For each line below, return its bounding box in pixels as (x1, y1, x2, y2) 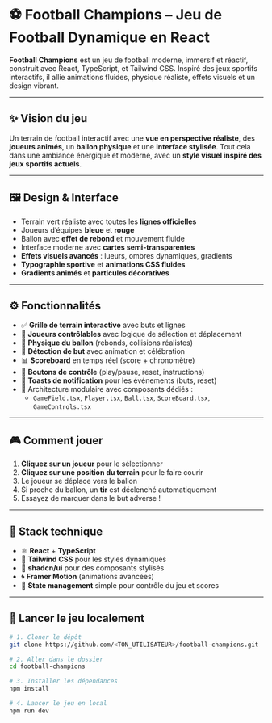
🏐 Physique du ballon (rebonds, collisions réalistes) (20, 338, 193, 347)
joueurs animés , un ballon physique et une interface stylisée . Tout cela (9, 141, 251, 151)
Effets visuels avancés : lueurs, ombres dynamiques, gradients (20, 250, 232, 260)
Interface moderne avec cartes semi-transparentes (20, 242, 195, 252)
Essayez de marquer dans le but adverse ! (20, 494, 161, 503)
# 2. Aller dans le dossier (9, 655, 104, 663)
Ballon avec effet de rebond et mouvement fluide (20, 233, 185, 243)
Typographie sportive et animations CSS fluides (20, 259, 186, 269)
